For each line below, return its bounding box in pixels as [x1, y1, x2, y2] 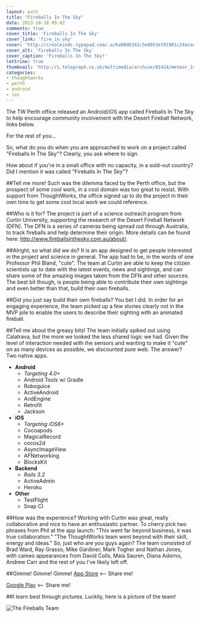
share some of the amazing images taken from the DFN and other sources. [6, 272, 189, 279]
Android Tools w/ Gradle [23, 376, 84, 383]
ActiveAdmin [23, 477, 55, 484]
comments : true [6, 25, 44, 32]
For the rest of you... [6, 132, 57, 139]
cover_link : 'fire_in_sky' [6, 36, 73, 42]
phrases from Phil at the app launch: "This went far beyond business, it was [6, 527, 192, 534]
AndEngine [23, 395, 51, 402]
